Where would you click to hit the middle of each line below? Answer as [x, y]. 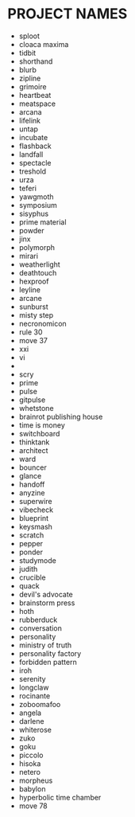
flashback [35, 146]
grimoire [33, 86]
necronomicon [42, 323]
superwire [35, 501]
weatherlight [39, 264]
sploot [29, 36]
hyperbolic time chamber [60, 797]
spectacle [35, 162]
